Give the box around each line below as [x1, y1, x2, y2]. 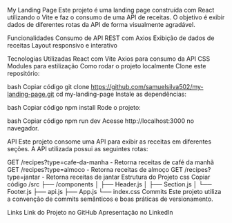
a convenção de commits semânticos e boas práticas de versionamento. [7, 195, 213, 203]
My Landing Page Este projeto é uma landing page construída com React [7, 6, 215, 14]
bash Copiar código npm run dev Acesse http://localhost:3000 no [7, 117, 195, 125]
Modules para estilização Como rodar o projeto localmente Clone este [7, 62, 206, 70]
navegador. [7, 124, 39, 132]
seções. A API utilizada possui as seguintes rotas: [7, 145, 148, 153]
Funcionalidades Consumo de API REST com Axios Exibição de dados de [7, 34, 215, 42]
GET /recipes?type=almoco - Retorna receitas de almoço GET [7, 166, 183, 173]
